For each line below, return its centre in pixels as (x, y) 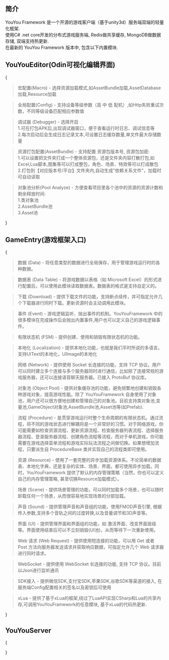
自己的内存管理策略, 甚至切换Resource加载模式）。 (70, 479)
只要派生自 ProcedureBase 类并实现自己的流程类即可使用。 (88, 449)
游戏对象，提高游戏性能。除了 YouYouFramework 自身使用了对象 (89, 395)
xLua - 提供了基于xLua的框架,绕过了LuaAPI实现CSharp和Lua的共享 (87, 598)
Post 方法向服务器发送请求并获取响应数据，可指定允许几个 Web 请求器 (91, 547)
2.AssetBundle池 (35, 206)
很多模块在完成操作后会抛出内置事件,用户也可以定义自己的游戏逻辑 (87, 320)
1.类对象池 (28, 200)
